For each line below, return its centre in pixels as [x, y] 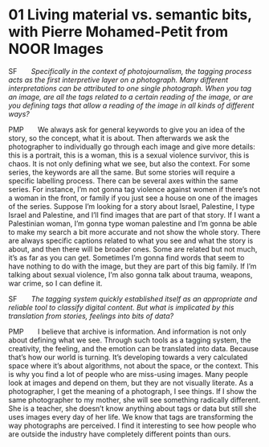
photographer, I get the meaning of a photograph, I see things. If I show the [132, 391]
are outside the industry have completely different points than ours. [120, 434]
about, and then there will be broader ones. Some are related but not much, [133, 249]
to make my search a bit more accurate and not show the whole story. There [134, 232]
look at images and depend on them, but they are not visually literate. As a [131, 383]
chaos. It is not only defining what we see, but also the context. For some [129, 163]
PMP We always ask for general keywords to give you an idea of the [127, 129]
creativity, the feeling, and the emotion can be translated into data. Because [134, 348]
